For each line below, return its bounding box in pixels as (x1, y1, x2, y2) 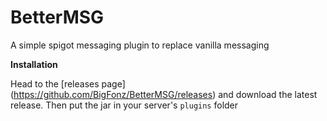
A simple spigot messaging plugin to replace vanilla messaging (10, 39, 270, 51)
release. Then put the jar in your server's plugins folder (10, 99, 239, 111)
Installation (10, 58, 58, 70)
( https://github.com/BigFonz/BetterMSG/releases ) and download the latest (10, 88, 318, 100)
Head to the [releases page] (10, 77, 126, 90)
